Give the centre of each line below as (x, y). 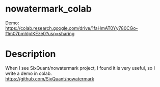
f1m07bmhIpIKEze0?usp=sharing (40, 33)
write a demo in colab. (29, 73)
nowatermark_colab (48, 9)
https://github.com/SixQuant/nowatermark (50, 78)
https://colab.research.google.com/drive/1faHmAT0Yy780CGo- (72, 28)
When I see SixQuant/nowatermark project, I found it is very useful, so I (80, 68)
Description (31, 54)
